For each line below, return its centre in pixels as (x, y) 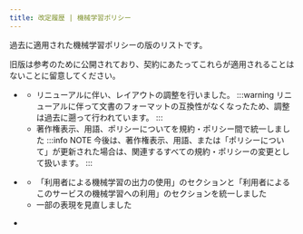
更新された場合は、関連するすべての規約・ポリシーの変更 (167, 151)
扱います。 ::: (68, 162)
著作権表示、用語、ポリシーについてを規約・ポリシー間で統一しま (159, 129)
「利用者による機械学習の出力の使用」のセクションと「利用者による (163, 181)
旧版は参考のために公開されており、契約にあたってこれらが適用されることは (152, 63)
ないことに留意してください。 (65, 75)
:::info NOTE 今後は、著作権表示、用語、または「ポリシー (154, 140)
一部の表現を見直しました (84, 204)
